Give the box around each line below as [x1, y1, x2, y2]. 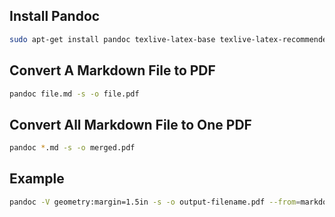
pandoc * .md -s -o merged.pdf [9, 143, 136, 153]
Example [9, 170, 65, 188]
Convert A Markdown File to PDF [9, 62, 216, 79]
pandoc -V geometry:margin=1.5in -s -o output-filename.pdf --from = [9, 197, 301, 207]
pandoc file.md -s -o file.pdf [9, 89, 140, 99]
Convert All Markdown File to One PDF [9, 116, 252, 133]
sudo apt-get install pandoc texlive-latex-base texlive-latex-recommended [9, 34, 332, 44]
